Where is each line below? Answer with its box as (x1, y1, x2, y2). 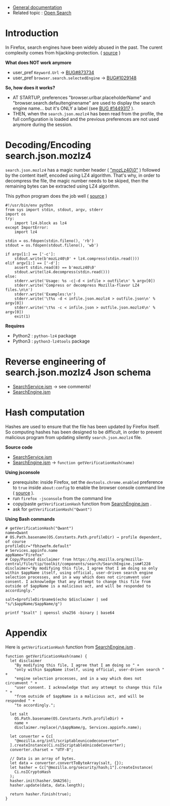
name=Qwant (5, 530, 28, 535)
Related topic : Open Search (12, 10, 72, 16)
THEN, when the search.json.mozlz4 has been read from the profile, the (12, 110, 163, 116)
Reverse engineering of (5, 356, 106, 367)
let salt (10, 711, 28, 717)
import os (5, 211, 26, 216)
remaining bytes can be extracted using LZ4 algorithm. (5, 183, 120, 189)
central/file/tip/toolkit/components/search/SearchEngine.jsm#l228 (5, 561, 151, 566)
